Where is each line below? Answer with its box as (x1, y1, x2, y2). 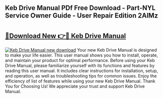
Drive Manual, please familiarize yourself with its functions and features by (5, 63, 155, 68)
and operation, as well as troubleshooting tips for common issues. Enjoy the (5, 73, 157, 78)
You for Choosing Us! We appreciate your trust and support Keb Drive (5, 83, 145, 89)
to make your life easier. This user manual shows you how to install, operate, (5, 52, 158, 58)
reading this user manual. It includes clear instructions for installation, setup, (5, 68, 158, 74)
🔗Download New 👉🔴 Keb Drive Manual (5, 32, 127, 40)
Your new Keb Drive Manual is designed (77, 47, 157, 53)
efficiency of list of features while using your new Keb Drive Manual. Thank (5, 78, 156, 84)
